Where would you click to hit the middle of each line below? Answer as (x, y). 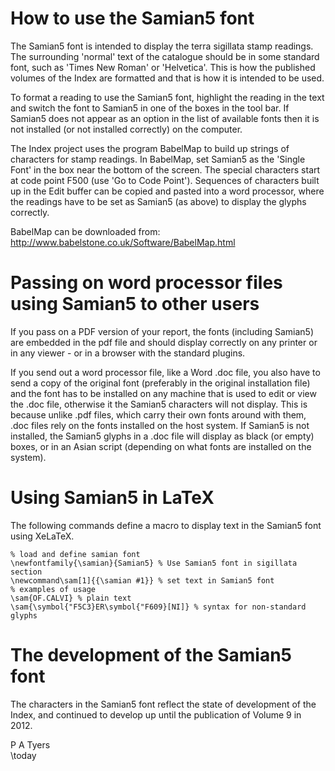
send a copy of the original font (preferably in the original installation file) (160, 383)
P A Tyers (30, 744)
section (26, 572)
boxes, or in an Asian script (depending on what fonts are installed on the (161, 446)
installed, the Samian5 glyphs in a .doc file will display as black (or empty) (162, 436)
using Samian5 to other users (135, 304)
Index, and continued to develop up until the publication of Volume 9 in (156, 714)
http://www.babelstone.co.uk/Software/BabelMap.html (123, 242)
